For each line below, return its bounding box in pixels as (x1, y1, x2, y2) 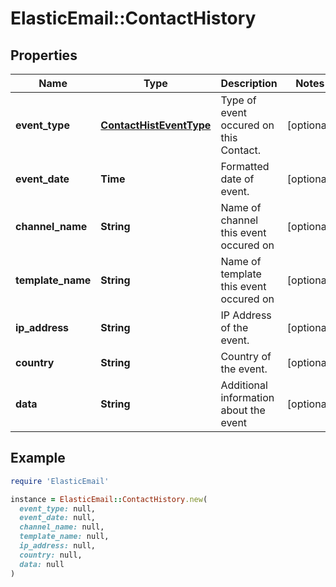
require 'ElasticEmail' (10, 476, 110, 486)
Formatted (220, 160, 270, 173)
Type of (220, 93, 257, 107)
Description (220, 77, 278, 90)
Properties (10, 47, 78, 64)
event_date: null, (19, 513, 97, 523)
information (220, 391, 275, 404)
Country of (220, 350, 272, 363)
